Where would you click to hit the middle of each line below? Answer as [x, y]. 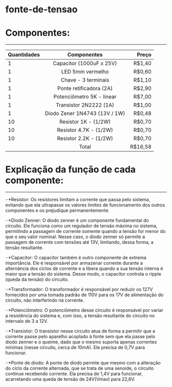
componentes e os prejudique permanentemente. [58, 210]
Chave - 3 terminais [85, 80]
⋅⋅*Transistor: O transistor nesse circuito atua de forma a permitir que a [80, 331]
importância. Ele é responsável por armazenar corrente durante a [74, 263]
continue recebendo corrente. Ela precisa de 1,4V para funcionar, [74, 374]
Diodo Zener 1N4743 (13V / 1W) [85, 113]
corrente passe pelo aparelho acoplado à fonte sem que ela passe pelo [80, 337]
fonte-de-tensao [41, 9]
